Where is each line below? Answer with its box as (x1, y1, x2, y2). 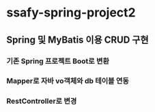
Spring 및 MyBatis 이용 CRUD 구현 (6, 34, 149, 45)
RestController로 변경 (6, 96, 77, 106)
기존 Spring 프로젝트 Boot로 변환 (6, 56, 110, 66)
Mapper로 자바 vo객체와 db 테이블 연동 (6, 76, 129, 86)
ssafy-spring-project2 (6, 5, 136, 21)
